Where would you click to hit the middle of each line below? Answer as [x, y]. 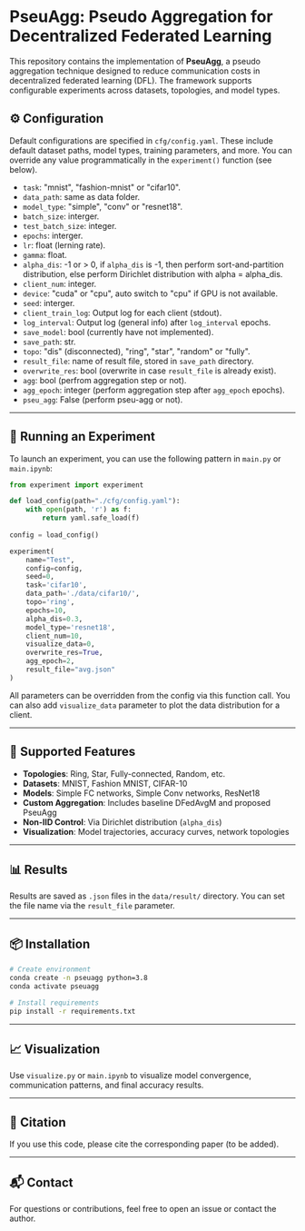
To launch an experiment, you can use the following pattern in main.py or [145, 458]
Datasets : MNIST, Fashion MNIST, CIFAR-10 [105, 783]
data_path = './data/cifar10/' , [83, 594]
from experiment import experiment [77, 485]
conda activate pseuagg [54, 987]
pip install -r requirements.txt [73, 1011]
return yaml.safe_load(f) [91, 518]
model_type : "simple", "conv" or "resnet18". [103, 206]
